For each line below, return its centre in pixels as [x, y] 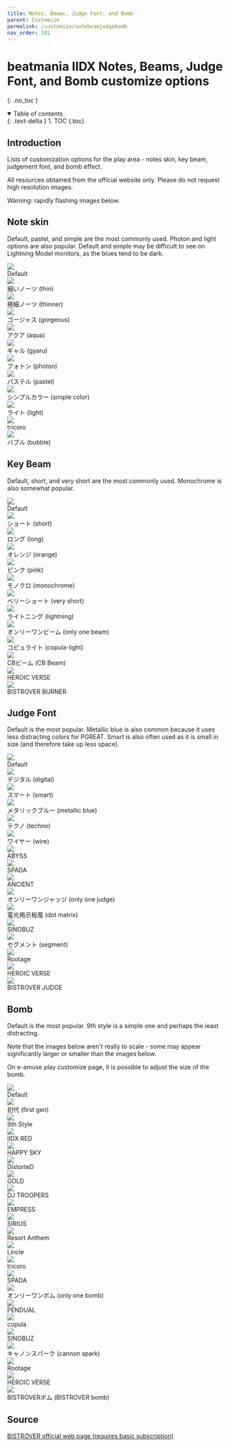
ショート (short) [30, 523]
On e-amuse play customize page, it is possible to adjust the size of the [108, 1067]
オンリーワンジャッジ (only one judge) [61, 899]
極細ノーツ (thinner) [35, 304]
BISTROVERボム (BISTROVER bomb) [58, 1397]
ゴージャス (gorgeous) [38, 319]
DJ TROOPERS [28, 1195]
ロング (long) [25, 539]
